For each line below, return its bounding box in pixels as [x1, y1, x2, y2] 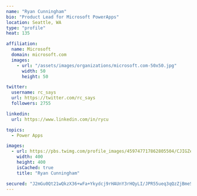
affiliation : [6, 41, 38, 47]
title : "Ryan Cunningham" [16, 170, 80, 176]
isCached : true [16, 164, 54, 170]
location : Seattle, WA [6, 19, 62, 25]
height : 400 [16, 159, 46, 165]
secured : [6, 181, 28, 187]
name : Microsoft [11, 46, 51, 53]
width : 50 [21, 68, 46, 74]
